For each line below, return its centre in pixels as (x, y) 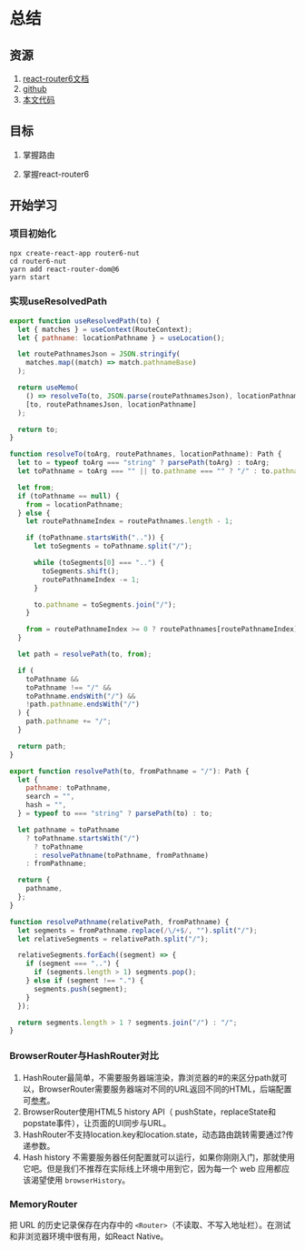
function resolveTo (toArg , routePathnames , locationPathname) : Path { (146, 454)
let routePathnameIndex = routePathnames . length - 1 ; (129, 521)
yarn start (30, 277)
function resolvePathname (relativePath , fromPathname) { (119, 922)
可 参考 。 (39, 1100)
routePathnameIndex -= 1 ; (91, 580)
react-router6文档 (56, 79)
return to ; (38, 429)
